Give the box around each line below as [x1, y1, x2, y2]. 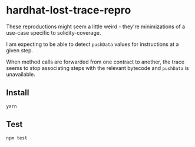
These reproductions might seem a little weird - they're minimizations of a [6, 23, 186, 30]
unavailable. [6, 71, 35, 78]
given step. [6, 46, 34, 54]
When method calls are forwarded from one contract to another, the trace [6, 58, 184, 65]
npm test [6, 135, 28, 141]
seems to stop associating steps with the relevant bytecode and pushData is [6, 64, 189, 71]
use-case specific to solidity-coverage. [6, 29, 101, 36]
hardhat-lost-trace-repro [6, 4, 131, 17]
